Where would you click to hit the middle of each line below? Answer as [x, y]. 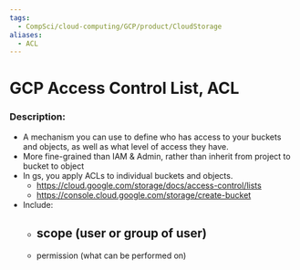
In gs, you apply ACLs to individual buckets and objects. [128, 175]
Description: [37, 117]
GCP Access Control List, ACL [124, 88]
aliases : [26, 35]
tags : [20, 18]
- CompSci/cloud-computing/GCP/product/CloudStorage [120, 26]
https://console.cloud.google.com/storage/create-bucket [144, 195]
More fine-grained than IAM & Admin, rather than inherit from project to [156, 156]
